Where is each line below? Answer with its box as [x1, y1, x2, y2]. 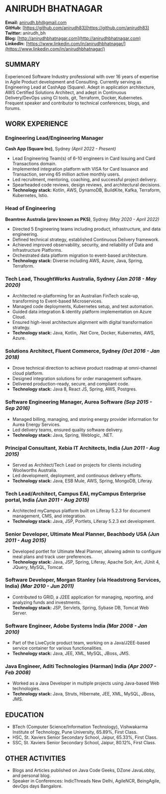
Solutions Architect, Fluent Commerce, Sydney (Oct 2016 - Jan [5, 347, 160, 354]
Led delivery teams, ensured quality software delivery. [12, 426, 123, 433]
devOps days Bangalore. [12, 783, 63, 789]
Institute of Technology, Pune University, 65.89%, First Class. [12, 729, 138, 735]
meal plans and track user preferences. [12, 553, 93, 560]
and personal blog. [12, 773, 51, 779]
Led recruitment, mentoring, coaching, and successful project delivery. [12, 177, 158, 183]
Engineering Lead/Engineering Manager [5, 135, 104, 142]
